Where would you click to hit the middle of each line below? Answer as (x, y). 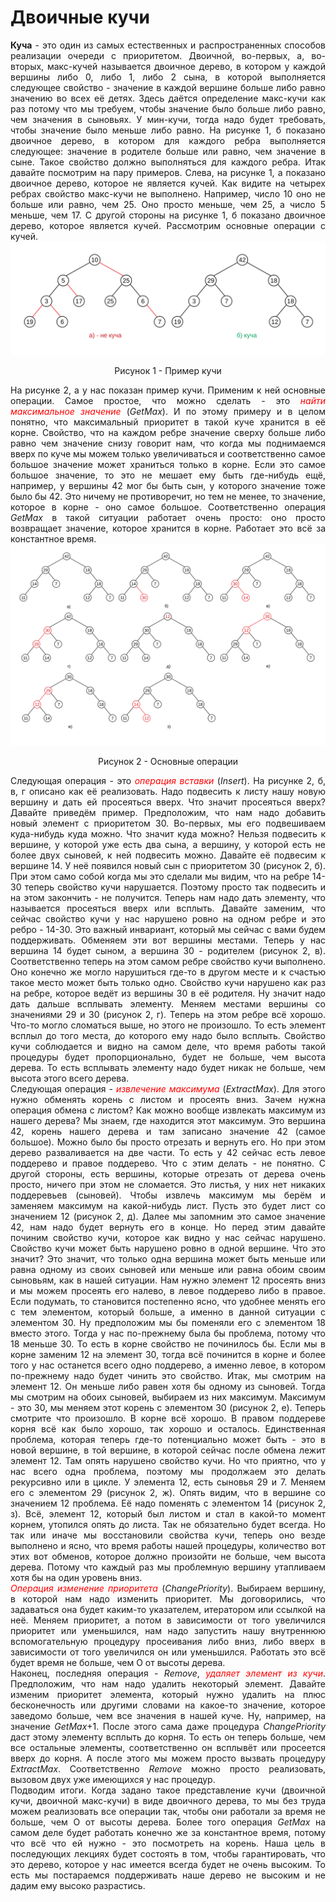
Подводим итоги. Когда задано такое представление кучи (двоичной (168, 1790)
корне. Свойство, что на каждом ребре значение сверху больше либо (168, 433)
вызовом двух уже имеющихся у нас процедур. (113, 1779)
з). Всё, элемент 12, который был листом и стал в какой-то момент (168, 1513)
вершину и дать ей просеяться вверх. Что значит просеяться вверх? (168, 802)
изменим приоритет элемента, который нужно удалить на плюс (168, 1694)
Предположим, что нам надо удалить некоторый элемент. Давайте (168, 1683)
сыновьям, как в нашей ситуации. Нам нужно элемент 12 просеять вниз (168, 1280)
